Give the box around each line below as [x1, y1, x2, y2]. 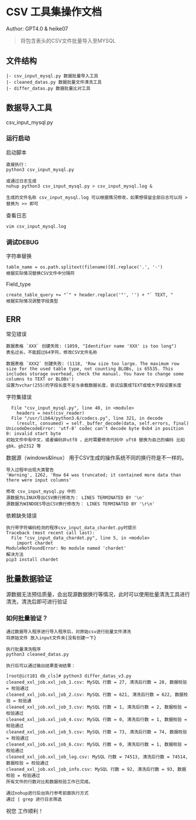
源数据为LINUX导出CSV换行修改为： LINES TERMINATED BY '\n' [6, 494, 145, 501]
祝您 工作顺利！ [6, 808, 44, 815]
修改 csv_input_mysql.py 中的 [6, 488, 76, 494]
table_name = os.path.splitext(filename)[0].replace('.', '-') [6, 264, 163, 270]
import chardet [16, 540, 54, 546]
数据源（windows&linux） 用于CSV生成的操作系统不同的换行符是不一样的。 [6, 454, 187, 461]
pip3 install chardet [6, 556, 59, 562]
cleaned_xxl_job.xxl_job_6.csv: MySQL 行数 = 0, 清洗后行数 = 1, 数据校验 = [6, 742, 187, 747]
